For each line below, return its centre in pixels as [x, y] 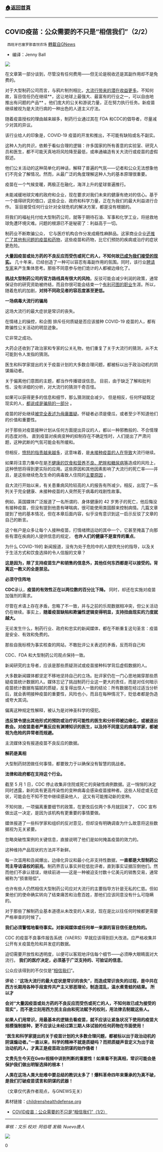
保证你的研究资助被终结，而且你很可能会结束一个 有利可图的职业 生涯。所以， [81, 284]
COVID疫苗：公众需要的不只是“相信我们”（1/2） [60, 1112]
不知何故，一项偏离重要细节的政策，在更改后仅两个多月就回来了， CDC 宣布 [81, 807]
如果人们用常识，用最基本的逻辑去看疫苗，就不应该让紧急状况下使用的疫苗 [79, 1020]
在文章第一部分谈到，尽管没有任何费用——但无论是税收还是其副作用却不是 [79, 74]
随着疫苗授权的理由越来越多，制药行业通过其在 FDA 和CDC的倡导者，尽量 [79, 119]
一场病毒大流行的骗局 [26, 301]
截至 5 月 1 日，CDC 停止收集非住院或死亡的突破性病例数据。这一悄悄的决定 [81, 784]
